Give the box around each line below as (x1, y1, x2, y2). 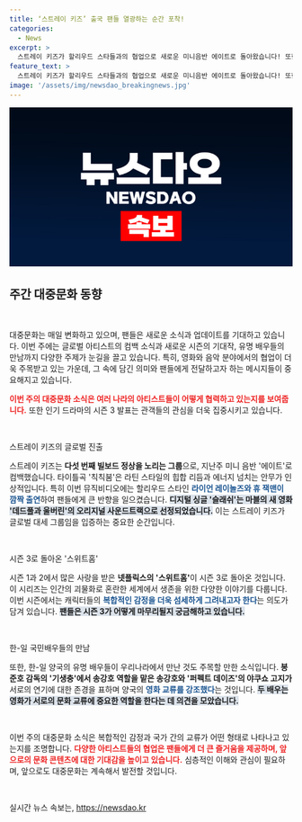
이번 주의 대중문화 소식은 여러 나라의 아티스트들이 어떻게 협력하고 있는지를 (9, 394, 265, 405)
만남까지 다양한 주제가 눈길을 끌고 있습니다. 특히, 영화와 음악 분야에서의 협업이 (9, 352, 283, 363)
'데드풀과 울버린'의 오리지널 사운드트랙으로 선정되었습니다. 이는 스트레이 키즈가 (9, 505, 286, 516)
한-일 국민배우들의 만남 (9, 643, 91, 654)
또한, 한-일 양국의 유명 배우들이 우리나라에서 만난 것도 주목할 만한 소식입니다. (9, 662, 279, 673)
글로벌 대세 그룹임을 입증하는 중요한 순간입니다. (9, 517, 175, 528)
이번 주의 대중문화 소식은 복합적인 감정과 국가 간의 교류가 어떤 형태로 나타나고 (9, 732, 280, 743)
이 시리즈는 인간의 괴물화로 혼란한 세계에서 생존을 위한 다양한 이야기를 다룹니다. (9, 584, 288, 594)
